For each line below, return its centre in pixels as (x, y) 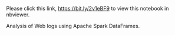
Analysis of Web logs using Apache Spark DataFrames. (73, 26)
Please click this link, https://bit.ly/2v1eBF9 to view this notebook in (87, 8)
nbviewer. (18, 15)
